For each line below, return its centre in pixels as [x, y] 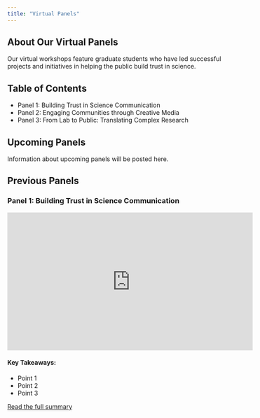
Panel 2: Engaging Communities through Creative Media [98, 113]
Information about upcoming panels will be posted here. [88, 159]
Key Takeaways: [32, 363]
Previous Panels [43, 181]
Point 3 [28, 393]
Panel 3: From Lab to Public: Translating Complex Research [103, 120]
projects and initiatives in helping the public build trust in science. [102, 67]
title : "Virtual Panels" [43, 14]
